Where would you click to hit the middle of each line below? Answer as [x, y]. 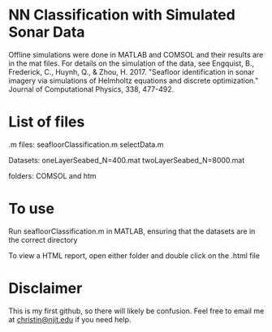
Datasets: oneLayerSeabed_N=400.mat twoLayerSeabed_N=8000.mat [127, 160]
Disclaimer [45, 288]
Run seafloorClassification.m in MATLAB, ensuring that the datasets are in [132, 231]
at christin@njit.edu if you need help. [70, 319]
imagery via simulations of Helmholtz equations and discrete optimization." [134, 80]
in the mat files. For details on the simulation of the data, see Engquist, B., [131, 63]
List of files [47, 122]
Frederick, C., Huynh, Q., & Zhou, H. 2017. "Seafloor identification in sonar [132, 71]
